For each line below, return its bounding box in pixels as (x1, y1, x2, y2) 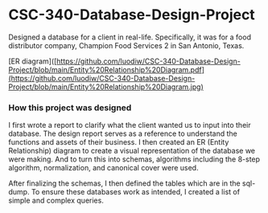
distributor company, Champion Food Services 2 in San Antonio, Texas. (8, 40, 245, 50)
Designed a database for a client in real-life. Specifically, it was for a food (8, 32, 252, 42)
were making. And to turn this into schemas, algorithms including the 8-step (8, 154, 260, 164)
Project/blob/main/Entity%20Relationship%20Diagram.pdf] (8, 64, 205, 74)
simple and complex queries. (8, 195, 105, 206)
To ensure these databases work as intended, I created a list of (31, 187, 240, 197)
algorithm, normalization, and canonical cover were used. (8, 163, 199, 173)
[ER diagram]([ (8, 56, 57, 66)
